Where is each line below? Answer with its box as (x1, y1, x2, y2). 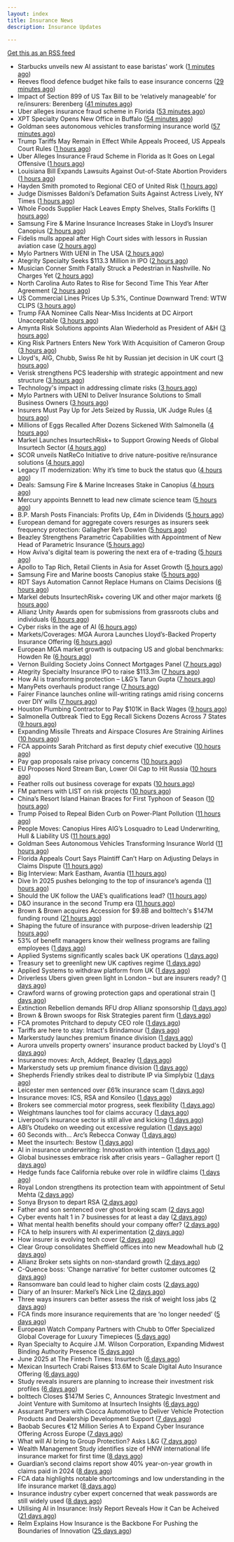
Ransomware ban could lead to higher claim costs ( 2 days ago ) (17, 1280, 200, 1289)
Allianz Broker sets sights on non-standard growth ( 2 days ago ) (17, 1258, 201, 1266)
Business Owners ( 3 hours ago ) (17, 399, 109, 407)
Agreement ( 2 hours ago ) (17, 286, 91, 295)
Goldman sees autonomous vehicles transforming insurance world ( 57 (17, 122, 221, 131)
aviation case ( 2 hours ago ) (17, 242, 97, 250)
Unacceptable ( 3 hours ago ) (17, 316, 99, 325)
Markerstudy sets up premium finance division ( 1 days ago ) (17, 1063, 188, 1072)
